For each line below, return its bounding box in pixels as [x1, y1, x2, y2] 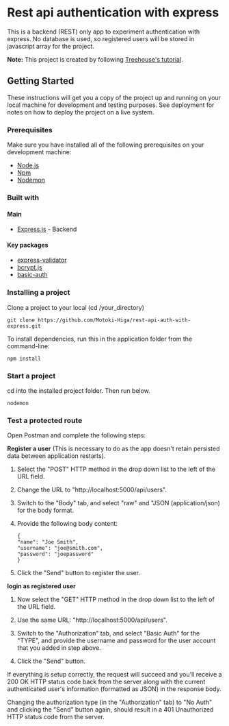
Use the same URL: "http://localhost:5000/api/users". [16, 616, 167, 625]
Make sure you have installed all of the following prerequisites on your [7, 141, 204, 149]
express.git [7, 322, 41, 330]
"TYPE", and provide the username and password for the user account [16, 636, 216, 645]
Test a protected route [7, 415, 83, 425]
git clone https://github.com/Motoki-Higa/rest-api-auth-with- [7, 317, 191, 324]
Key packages [7, 241, 49, 249]
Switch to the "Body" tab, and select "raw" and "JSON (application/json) [16, 499, 221, 507]
